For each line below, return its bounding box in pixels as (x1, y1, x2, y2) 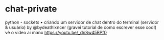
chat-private (5, 3, 57, 14)
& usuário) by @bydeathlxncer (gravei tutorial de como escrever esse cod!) (5, 24, 157, 30)
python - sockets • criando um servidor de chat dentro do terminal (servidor (5, 19, 159, 25)
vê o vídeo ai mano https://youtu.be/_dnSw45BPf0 (5, 29, 107, 35)
